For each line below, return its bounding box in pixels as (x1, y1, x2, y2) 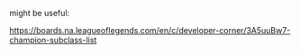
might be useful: (9, 8, 70, 18)
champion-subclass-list (9, 35, 97, 45)
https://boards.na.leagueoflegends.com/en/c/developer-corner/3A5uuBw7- (9, 25, 291, 35)
